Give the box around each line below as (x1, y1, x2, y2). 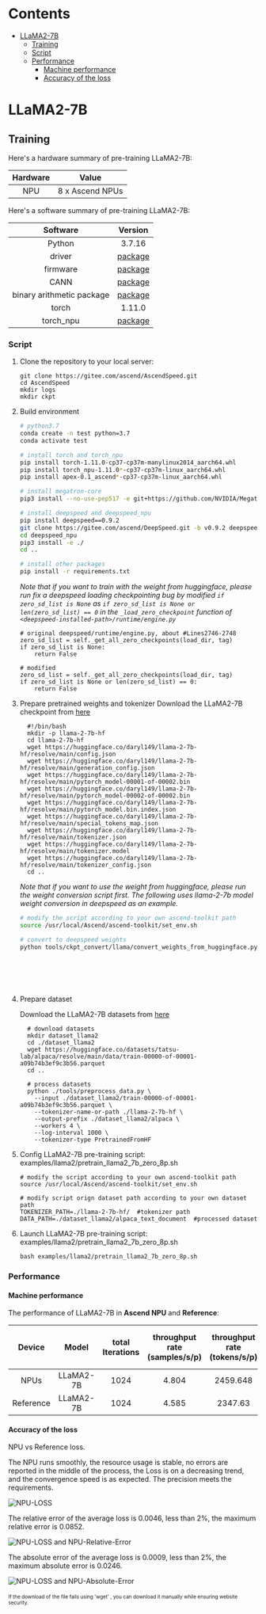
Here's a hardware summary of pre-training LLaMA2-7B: (8, 153, 192, 162)
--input (34, 1094, 59, 1102)
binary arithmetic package (12, 289, 110, 300)
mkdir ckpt (19, 393, 56, 401)
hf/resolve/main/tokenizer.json (19, 833, 127, 842)
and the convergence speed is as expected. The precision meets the (8, 1475, 232, 1484)
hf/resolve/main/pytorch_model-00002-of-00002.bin (19, 792, 191, 800)
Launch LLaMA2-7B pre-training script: (19, 1228, 148, 1238)
